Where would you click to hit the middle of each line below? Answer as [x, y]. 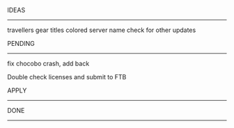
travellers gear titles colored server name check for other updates [102, 30]
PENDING [21, 43]
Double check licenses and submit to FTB [67, 77]
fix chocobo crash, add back [48, 63]
